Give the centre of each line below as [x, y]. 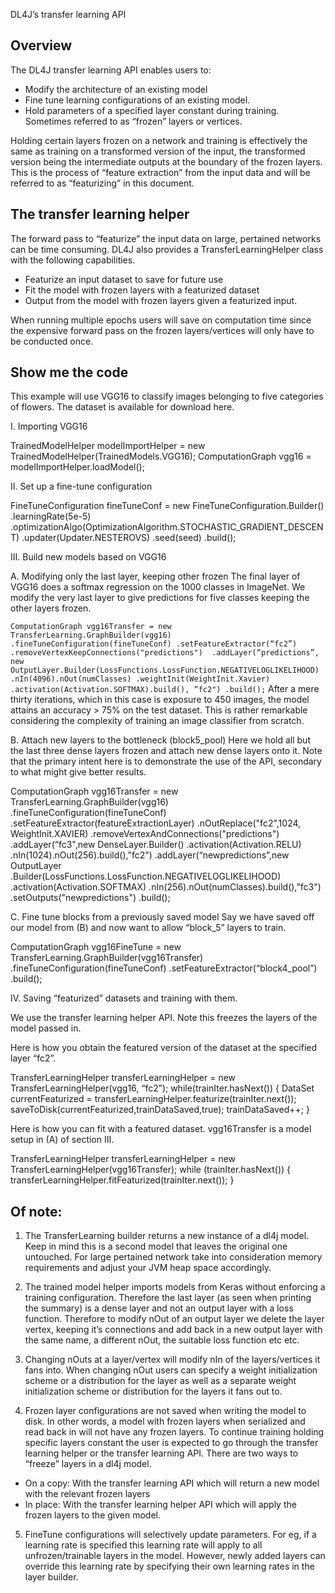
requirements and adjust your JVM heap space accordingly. [148, 1268]
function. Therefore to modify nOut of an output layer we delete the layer [174, 1319]
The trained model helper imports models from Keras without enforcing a [175, 1287]
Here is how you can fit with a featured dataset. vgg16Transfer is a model [161, 1129]
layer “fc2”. [33, 1058]
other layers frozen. [51, 608]
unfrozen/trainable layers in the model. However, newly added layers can [175, 1556]
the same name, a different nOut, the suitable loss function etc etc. [162, 1340]
